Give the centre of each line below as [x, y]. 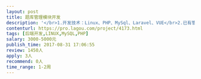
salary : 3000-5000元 [31, 39]
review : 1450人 [25, 50]
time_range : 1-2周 [29, 67]
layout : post [22, 12]
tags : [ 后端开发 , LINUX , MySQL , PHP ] [47, 34]
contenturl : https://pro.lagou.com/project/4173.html [75, 28]
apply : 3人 [19, 56]
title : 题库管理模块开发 [33, 17]
